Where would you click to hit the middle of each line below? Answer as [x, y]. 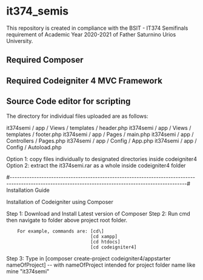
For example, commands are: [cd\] [61, 231]
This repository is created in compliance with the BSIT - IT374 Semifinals [97, 28]
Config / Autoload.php [34, 147]
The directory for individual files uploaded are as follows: [77, 116]
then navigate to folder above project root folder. [67, 220]
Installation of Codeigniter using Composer [60, 202]
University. [20, 41]
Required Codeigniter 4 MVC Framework [84, 80]
